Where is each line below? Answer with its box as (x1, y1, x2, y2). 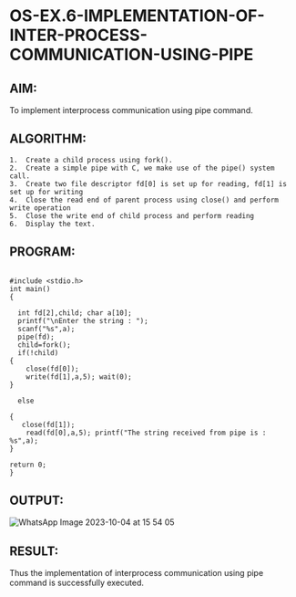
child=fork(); (17, 340, 71, 350)
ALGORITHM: (9, 131, 87, 147)
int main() (9, 284, 51, 293)
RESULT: (9, 543, 59, 559)
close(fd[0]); (26, 364, 79, 373)
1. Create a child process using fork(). (9, 155, 173, 164)
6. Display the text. (9, 219, 96, 228)
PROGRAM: (9, 244, 76, 260)
